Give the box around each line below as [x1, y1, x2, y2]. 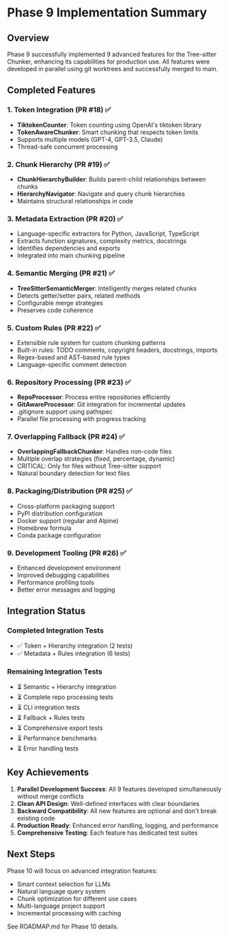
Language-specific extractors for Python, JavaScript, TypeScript [16, 229, 199, 238]
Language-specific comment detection [16, 360, 127, 368]
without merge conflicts [16, 792, 84, 800]
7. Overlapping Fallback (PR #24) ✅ [7, 432, 126, 442]
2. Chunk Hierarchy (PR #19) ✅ [7, 160, 111, 169]
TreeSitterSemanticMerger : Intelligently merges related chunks [16, 284, 197, 292]
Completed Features [7, 84, 96, 97]
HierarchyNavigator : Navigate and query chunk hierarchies [16, 190, 186, 198]
